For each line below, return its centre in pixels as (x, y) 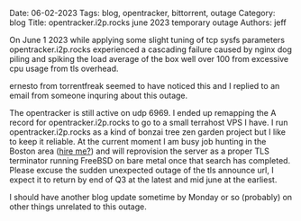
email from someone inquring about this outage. (99, 95)
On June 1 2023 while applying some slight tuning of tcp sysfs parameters (147, 40)
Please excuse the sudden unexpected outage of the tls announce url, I (141, 170)
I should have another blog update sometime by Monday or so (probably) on (151, 197)
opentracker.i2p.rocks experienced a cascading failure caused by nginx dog (151, 49)
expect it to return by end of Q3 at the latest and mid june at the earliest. (143, 180)
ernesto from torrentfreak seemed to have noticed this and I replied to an (145, 86)
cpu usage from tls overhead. (64, 68)
